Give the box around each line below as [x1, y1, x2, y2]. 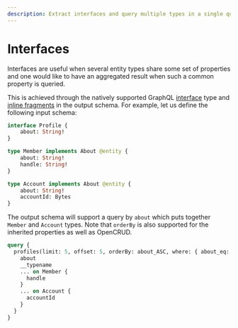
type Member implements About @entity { [7, 148, 129, 155]
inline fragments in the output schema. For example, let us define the [7, 101, 208, 109]
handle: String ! [20, 161, 69, 168]
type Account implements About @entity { [7, 180, 132, 188]
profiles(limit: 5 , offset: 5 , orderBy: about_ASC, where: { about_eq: [13, 249, 230, 256]
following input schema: [7, 108, 77, 117]
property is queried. [7, 79, 66, 88]
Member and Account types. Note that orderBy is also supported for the [7, 220, 209, 229]
